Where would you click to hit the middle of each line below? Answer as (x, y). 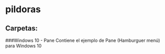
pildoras (23, 9)
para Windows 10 (23, 46)
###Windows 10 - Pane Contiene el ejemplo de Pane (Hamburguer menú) (83, 40)
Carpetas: (21, 28)
